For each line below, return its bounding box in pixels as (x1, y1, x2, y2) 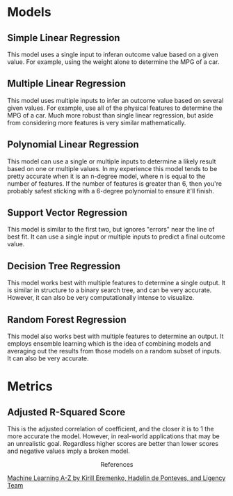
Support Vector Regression (7, 207, 127, 219)
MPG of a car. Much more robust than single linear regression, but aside (7, 111, 214, 119)
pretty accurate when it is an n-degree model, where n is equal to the (7, 172, 206, 180)
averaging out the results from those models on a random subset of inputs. (7, 347, 222, 355)
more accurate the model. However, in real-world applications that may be (7, 432, 220, 440)
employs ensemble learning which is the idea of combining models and (7, 339, 211, 348)
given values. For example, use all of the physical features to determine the (7, 104, 223, 112)
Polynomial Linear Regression (7, 138, 139, 150)
